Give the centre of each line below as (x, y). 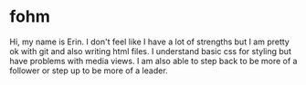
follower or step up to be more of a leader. (89, 71)
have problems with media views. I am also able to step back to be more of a (153, 61)
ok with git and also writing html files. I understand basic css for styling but (151, 51)
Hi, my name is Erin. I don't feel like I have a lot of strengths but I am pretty (149, 42)
